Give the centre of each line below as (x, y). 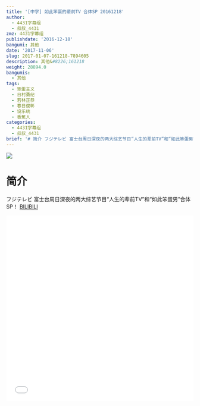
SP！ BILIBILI (22, 207)
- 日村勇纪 (23, 95)
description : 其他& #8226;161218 (45, 61)
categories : (21, 123)
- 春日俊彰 (23, 106)
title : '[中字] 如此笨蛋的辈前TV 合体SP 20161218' (65, 12)
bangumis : (18, 73)
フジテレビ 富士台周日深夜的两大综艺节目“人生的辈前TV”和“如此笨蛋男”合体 (99, 199)
